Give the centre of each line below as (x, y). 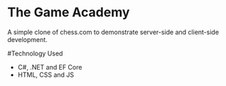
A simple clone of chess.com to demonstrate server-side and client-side (113, 32)
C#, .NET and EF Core (50, 67)
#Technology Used (35, 53)
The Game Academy (69, 12)
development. (27, 39)
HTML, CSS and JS (46, 75)
